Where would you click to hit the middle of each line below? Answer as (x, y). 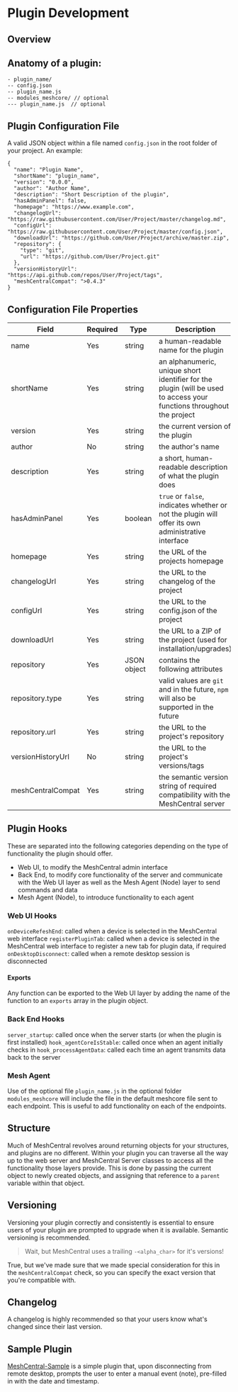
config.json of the (188, 611)
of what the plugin (189, 476)
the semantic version (194, 778)
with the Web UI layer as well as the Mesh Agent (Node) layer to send (119, 882)
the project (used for (193, 640)
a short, (171, 459)
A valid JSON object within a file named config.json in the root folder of (112, 143)
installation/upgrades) (195, 649)
